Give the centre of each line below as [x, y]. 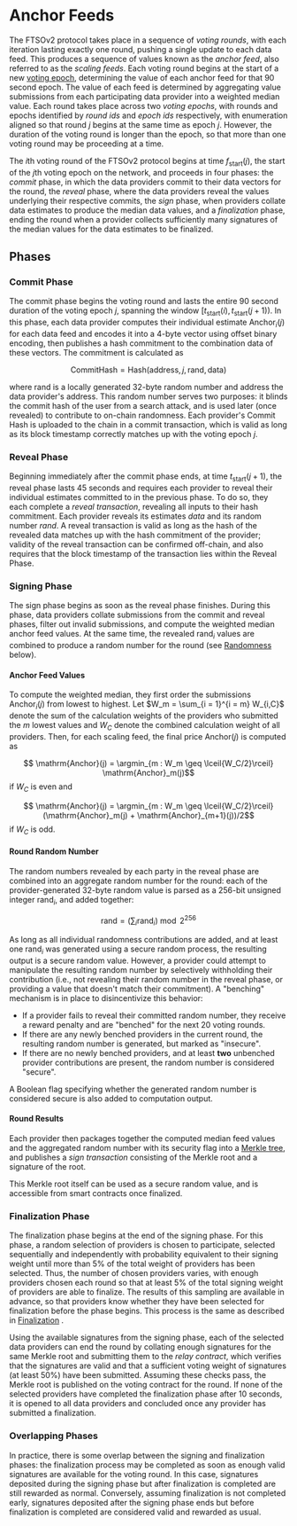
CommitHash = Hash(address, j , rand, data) [148, 370]
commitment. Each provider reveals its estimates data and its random [136, 516]
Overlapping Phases [54, 1436]
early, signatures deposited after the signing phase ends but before [132, 1502]
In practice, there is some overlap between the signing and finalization [137, 1455]
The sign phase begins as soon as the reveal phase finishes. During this [140, 606]
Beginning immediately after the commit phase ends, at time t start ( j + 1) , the [146, 477]
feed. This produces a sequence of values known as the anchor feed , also [145, 59]
